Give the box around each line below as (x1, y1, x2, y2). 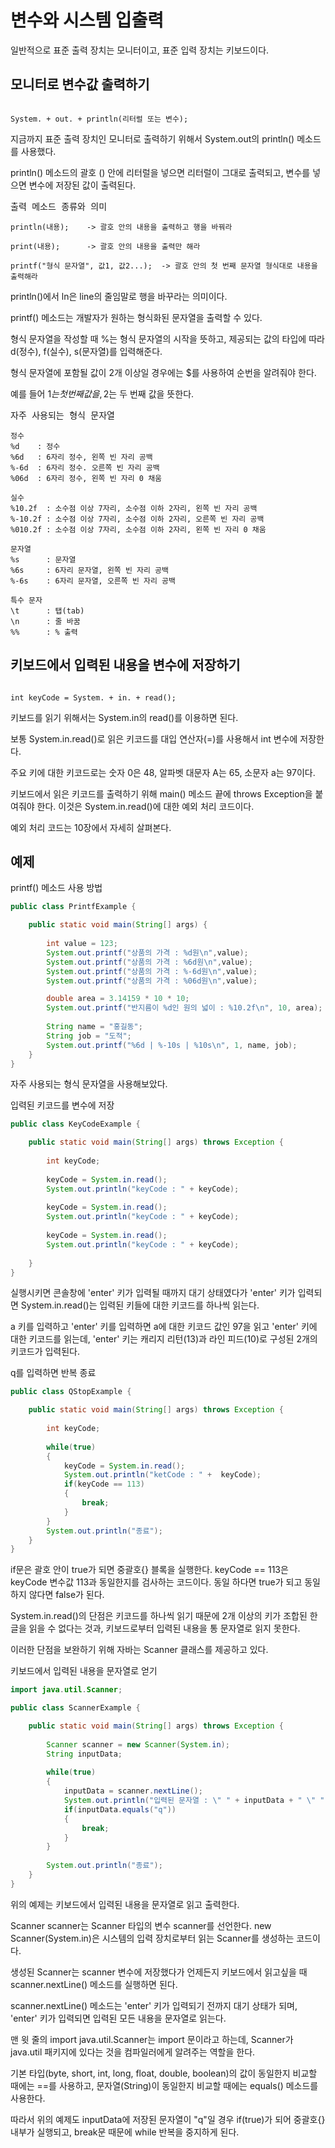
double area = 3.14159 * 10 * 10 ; (46, 994, 190, 1004)
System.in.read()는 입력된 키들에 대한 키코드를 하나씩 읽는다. (20, 1299, 260, 1311)
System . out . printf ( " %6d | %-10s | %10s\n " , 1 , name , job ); (46, 1040, 298, 1050)
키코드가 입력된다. (10, 1346, 81, 1358)
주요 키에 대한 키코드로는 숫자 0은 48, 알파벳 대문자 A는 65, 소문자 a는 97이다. (10, 766, 316, 778)
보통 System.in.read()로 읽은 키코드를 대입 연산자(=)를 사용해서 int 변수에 (10, 732, 298, 745)
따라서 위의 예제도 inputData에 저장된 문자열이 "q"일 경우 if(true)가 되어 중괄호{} (10, 2113, 326, 2125)
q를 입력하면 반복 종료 (10, 1367, 97, 1379)
